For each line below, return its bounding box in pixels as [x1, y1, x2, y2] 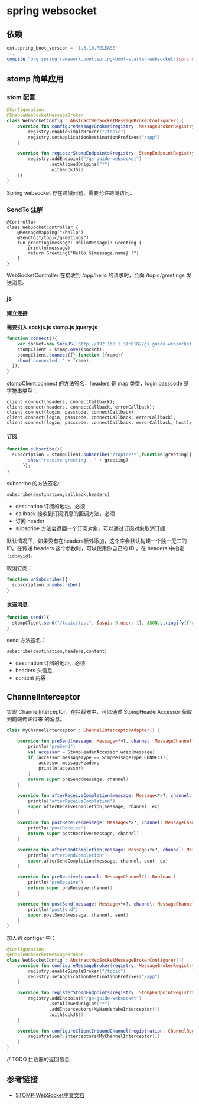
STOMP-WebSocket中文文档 [15, 1091, 85, 1099]
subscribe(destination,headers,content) [6, 648, 108, 655]
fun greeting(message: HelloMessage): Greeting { [17, 240, 142, 246]
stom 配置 [6, 93, 35, 101]
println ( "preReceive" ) [28, 880, 84, 886]
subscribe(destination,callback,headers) [6, 491, 110, 497]
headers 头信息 [15, 667, 53, 674]
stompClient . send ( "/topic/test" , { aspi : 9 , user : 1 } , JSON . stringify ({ [12, 620, 190, 626]
